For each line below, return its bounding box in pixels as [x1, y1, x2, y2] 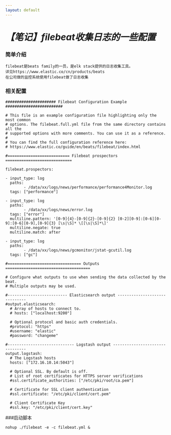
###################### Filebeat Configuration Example [5, 100, 127, 105]
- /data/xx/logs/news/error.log [24, 207, 93, 213]
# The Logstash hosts [10, 355, 56, 361]
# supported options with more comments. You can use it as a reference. [5, 131, 166, 136]
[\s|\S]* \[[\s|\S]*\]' [58, 221, 109, 226]
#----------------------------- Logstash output [5, 342, 111, 347]
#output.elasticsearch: [5, 301, 56, 307]
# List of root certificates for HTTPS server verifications [10, 373, 143, 379]
